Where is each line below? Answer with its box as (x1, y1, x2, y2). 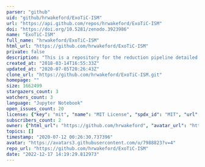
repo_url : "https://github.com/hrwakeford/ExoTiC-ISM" (6, 145, 149, 152)
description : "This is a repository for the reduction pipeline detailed (6, 54, 198, 61)
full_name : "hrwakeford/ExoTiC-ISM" (6, 37, 99, 43)
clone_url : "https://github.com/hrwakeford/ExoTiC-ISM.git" (6, 72, 163, 78)
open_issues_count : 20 (6, 105, 64, 112)
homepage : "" (6, 77, 40, 83)
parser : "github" (6, 9, 51, 15)
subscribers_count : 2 (6, 117, 62, 123)
